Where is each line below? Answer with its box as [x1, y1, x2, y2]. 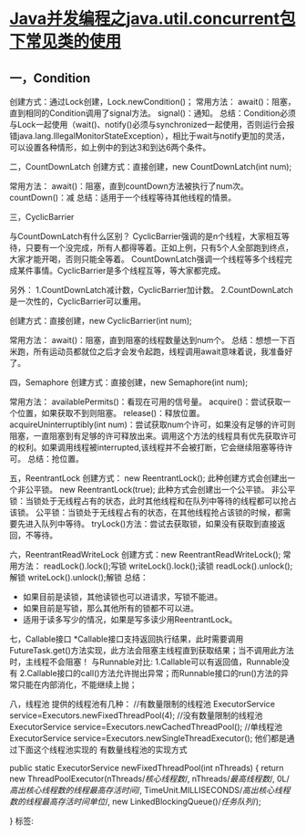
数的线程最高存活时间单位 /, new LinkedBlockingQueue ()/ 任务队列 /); [9, 796, 261, 807]
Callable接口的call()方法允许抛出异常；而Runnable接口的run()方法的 [26, 668, 281, 678]
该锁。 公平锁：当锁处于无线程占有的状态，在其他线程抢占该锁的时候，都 [9, 507, 283, 517]
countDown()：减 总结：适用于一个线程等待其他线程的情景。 [9, 193, 237, 203]
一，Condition [9, 70, 91, 86]
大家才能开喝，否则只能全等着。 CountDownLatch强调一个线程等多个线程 [9, 254, 285, 265]
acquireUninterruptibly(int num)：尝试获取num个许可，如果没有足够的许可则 [9, 419, 296, 430]
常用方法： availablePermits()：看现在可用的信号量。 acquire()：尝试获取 [9, 396, 283, 407]
